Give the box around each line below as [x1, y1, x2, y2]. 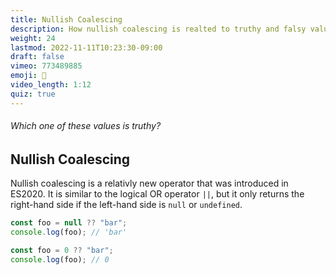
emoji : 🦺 [10, 71, 47, 81]
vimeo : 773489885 [10, 61, 83, 71]
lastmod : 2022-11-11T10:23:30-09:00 [10, 42, 163, 53]
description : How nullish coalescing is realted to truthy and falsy [10, 24, 307, 34]
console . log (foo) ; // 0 [10, 254, 110, 265]
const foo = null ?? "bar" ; [10, 218, 128, 228]
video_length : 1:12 [10, 80, 92, 90]
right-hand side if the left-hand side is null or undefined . [10, 199, 243, 211]
